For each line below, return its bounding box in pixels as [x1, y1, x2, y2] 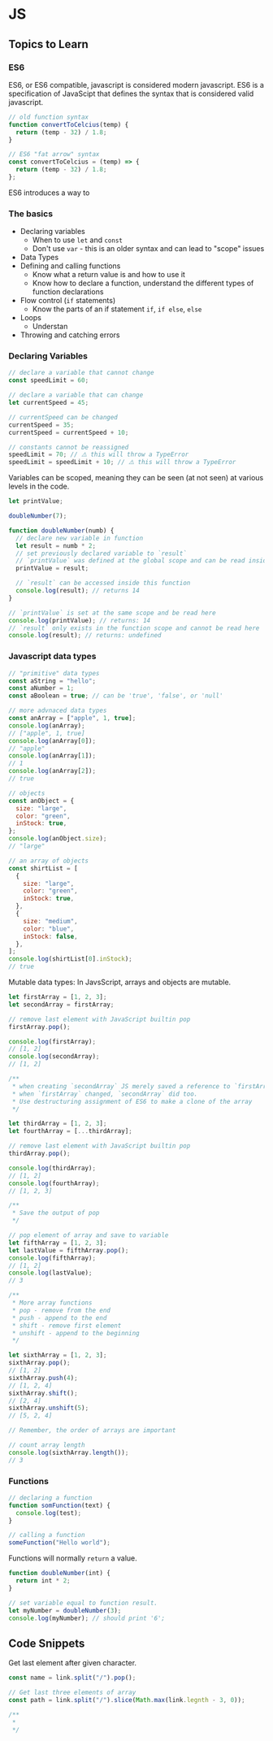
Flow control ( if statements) [19, 296, 116, 306]
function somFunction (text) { [8, 1501, 111, 1509]
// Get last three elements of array [8, 1688, 136, 1697]
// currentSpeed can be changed [8, 413, 118, 421]
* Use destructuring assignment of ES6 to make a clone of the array [11, 1097, 253, 1105]
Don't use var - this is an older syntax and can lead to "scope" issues [32, 244, 265, 254]
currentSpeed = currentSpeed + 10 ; [8, 428, 129, 436]
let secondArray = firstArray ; [8, 1001, 115, 1009]
